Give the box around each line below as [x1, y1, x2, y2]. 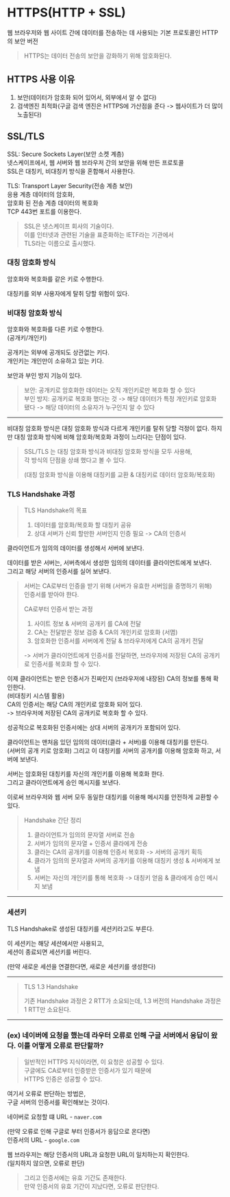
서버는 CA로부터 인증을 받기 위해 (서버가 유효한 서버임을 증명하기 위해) [23, 582, 212, 590]
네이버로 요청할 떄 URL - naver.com [7, 1113, 102, 1121]
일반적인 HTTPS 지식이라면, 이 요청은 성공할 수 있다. [23, 1058, 164, 1066]
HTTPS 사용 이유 [7, 73, 75, 85]
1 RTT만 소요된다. [23, 1005, 71, 1014]
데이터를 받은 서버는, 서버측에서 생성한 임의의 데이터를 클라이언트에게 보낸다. [7, 558, 212, 567]
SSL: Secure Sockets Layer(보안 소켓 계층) [7, 150, 125, 158]
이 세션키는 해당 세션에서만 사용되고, [7, 939, 104, 947]
